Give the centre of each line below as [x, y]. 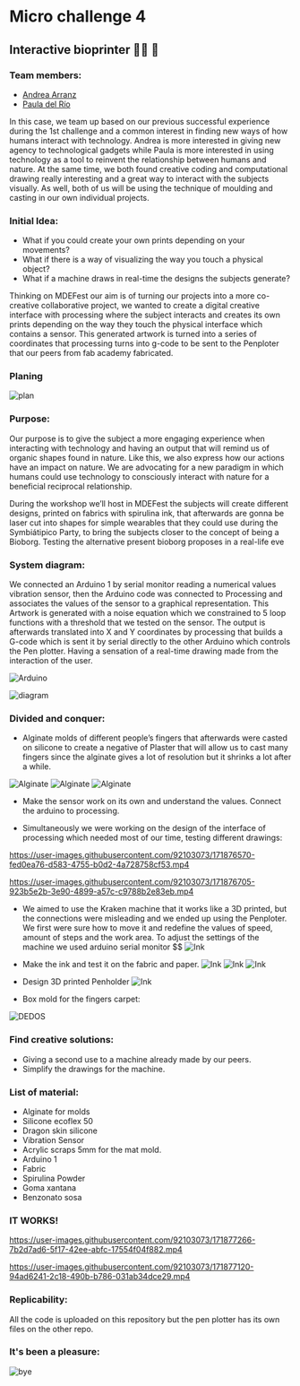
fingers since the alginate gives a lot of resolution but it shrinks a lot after [157, 757]
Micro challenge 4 [78, 17]
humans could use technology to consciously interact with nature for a [139, 476]
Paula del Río [46, 104]
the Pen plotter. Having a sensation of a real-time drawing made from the [144, 651]
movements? [46, 250]
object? [36, 269]
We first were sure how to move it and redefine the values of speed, [147, 928]
